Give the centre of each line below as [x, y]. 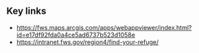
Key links [26, 11]
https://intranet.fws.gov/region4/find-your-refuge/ [87, 42]
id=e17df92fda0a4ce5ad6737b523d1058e [75, 35]
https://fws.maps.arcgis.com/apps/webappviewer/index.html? [104, 27]
